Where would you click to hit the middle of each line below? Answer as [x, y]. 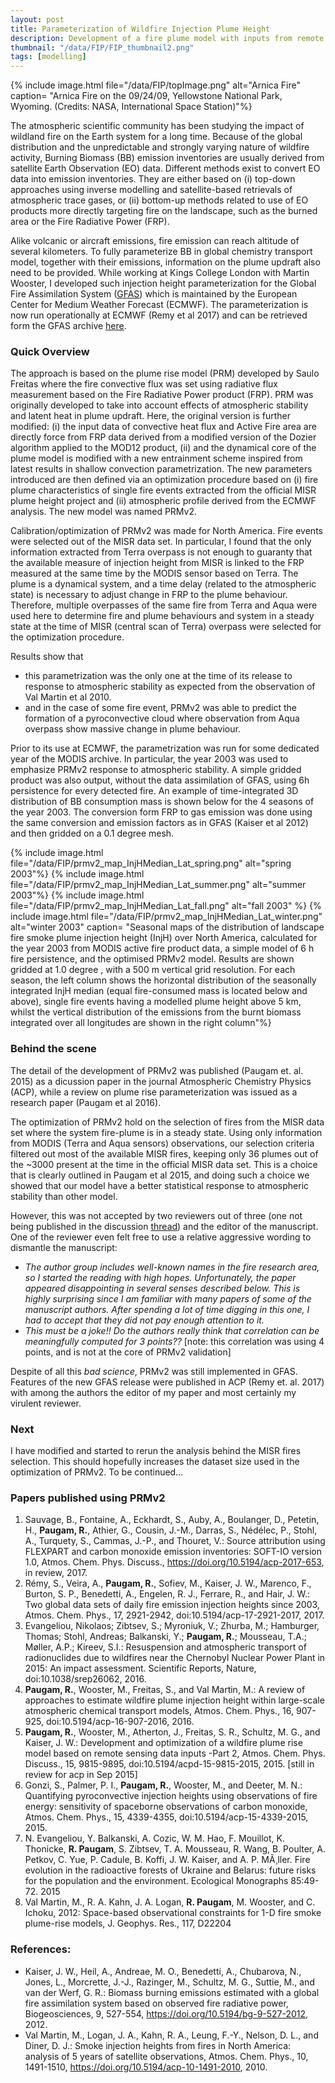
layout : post [37, 19]
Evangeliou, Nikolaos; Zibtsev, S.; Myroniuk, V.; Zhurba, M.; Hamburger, [172, 1626]
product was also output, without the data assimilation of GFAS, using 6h [160, 780]
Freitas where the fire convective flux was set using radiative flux [144, 384]
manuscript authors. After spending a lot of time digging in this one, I [167, 1309]
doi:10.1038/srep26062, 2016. [85, 1679]
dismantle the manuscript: [64, 1247]
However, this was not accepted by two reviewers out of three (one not [156, 1215]
